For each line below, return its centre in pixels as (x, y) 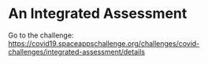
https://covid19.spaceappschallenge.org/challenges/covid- (104, 43)
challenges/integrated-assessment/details (77, 52)
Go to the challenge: (41, 35)
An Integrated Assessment (98, 14)
